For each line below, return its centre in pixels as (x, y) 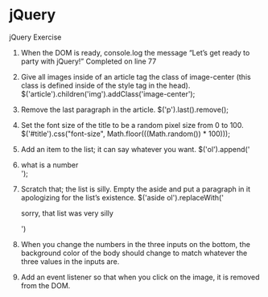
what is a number (49, 165)
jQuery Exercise (35, 37)
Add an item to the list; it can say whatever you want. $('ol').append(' (135, 149)
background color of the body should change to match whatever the (134, 253)
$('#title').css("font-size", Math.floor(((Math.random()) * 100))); (125, 134)
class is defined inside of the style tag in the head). (105, 85)
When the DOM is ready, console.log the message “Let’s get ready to (135, 52)
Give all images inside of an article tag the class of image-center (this (136, 76)
